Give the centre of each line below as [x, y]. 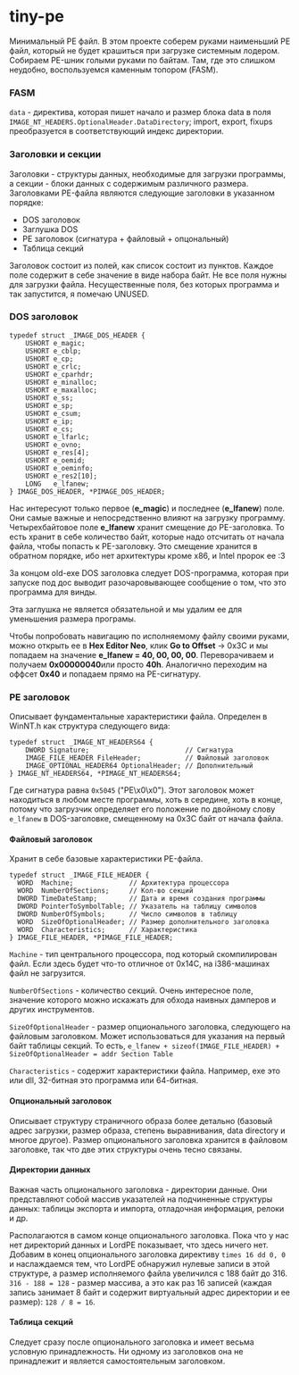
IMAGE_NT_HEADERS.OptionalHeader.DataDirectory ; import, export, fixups [141, 121]
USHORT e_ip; [50, 421]
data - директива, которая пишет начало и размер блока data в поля [141, 112]
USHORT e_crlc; [54, 367]
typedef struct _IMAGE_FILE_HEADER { [79, 875]
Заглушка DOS [50, 229]
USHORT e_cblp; [54, 351]
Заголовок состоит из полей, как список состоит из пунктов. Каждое [141, 265]
